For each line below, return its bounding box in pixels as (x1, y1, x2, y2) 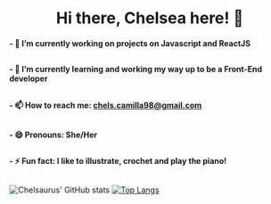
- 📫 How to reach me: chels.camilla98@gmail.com (9, 100, 202, 110)
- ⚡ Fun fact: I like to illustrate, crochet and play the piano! (9, 156, 227, 167)
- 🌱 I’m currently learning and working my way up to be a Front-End (9, 64, 263, 75)
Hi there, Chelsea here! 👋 (56, 8, 243, 29)
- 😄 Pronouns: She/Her (9, 129, 98, 140)
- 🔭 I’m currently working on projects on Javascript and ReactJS (9, 37, 251, 48)
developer (9, 73, 48, 84)
